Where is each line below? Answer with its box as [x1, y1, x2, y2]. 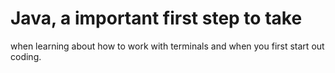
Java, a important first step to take [10, 7, 303, 30]
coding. [10, 50, 42, 62]
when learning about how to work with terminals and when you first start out [10, 40, 325, 52]
